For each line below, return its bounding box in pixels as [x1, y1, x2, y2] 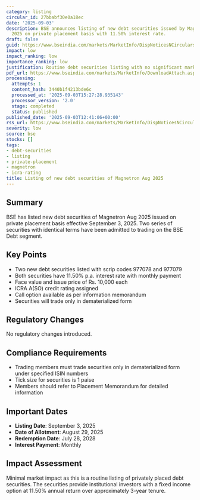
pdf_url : [6, 70, 28, 76]
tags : [6, 142, 20, 148]
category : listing [6, 8, 52, 15]
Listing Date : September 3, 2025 [14, 422, 96, 429]
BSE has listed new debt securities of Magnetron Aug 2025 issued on [6, 213, 177, 220]
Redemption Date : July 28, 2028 [14, 434, 96, 442]
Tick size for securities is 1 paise [14, 376, 95, 384]
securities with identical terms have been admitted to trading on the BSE [6, 226, 183, 233]
